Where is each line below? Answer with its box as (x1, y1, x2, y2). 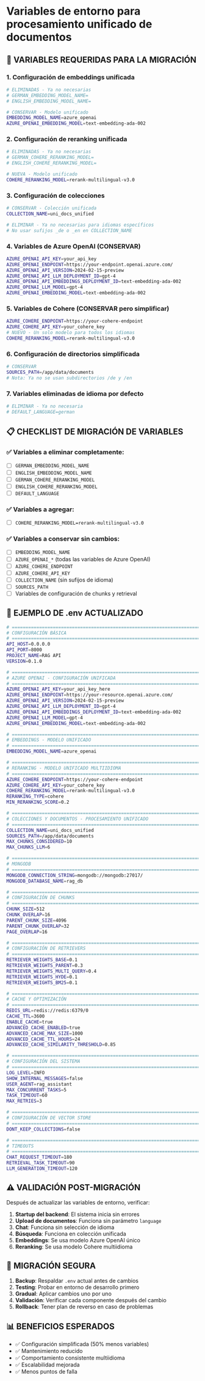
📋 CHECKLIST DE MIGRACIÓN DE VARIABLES (6, 426, 184, 437)
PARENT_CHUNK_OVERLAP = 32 (6, 923, 70, 929)
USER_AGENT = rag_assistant (6, 1081, 72, 1087)
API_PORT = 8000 (6, 647, 43, 653)
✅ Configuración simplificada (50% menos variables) (15, 1341, 149, 1348)
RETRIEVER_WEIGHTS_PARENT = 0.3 (6, 963, 84, 969)
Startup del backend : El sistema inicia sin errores (15, 1211, 140, 1218)
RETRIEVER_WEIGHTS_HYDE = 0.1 (6, 974, 78, 980)
